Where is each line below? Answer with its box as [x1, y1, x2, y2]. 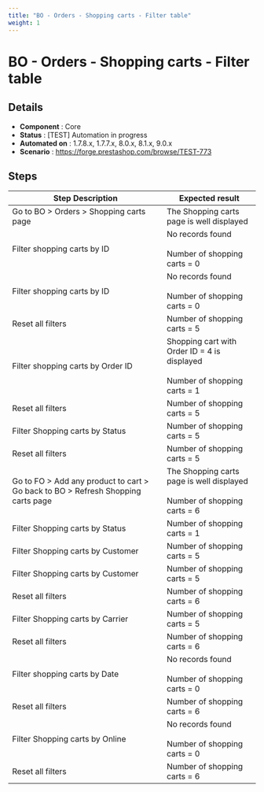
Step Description [53, 193, 118, 204]
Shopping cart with [166, 336, 237, 347]
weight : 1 [8, 19, 41, 27]
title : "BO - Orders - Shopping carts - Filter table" [8, 11, 192, 20]
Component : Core [19, 121, 81, 131]
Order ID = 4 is [166, 346, 221, 357]
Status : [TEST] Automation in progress [19, 130, 148, 139]
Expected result [179, 193, 240, 204]
